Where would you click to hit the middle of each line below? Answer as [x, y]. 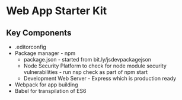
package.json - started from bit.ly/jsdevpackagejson [87, 59]
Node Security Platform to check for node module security [95, 66]
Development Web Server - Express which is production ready [100, 78]
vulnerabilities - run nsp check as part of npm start [86, 72]
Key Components [39, 33]
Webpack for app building [46, 85]
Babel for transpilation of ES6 [51, 91]
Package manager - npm [45, 53]
